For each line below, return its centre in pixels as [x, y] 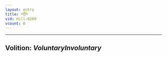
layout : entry [20, 10]
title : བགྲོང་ [17, 14]
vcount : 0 [15, 23]
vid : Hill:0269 [21, 19]
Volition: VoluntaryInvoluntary [53, 48]
